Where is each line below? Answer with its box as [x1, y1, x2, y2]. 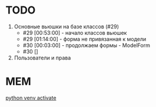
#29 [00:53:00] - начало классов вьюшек [22, 29, 127, 36]
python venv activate [5, 94, 57, 101]
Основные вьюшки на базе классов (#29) [14, 23, 119, 30]
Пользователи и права [14, 54, 71, 61]
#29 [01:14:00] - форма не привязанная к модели [22, 35, 147, 42]
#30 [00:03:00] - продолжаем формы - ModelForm [22, 42, 151, 49]
